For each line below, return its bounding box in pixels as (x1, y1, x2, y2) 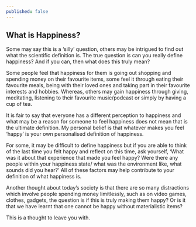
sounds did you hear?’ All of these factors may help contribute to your (6, 167, 174, 174)
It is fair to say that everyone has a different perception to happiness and (6, 112, 181, 119)
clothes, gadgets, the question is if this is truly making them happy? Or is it (6, 197, 186, 204)
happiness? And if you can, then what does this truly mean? (6, 58, 150, 65)
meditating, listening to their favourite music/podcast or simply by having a (6, 94, 186, 101)
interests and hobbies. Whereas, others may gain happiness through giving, (6, 88, 188, 95)
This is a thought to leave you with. (6, 214, 91, 221)
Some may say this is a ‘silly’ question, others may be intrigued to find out (6, 46, 184, 53)
